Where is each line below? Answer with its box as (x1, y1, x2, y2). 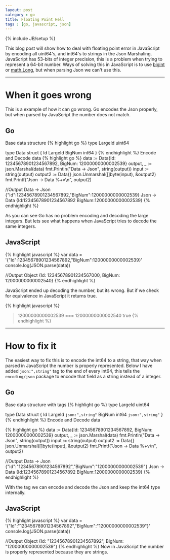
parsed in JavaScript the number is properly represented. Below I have (5, 363, 153, 369)
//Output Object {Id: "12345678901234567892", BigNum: (5, 538, 124, 544)
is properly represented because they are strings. (5, 549, 109, 555)
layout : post (5, 7, 33, 13)
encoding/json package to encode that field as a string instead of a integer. (5, 373, 162, 379)
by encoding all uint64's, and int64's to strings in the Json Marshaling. (5, 51, 152, 57)
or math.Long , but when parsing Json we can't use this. (5, 67, 121, 73)
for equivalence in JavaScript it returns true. (5, 292, 97, 299)
